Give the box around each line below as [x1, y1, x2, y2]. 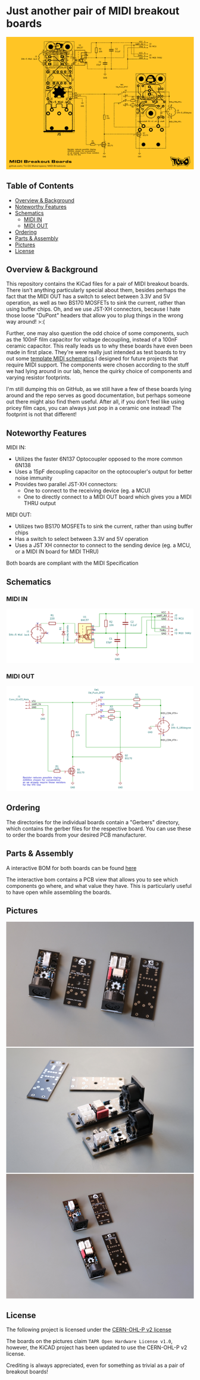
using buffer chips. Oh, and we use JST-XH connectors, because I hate [6, 305, 181, 313]
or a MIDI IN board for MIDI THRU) [14, 548, 99, 555]
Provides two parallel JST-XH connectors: [14, 481, 118, 488]
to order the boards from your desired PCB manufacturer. [6, 831, 147, 838]
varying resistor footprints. [6, 374, 71, 381]
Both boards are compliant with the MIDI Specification [6, 559, 139, 567]
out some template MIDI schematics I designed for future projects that [6, 355, 179, 362]
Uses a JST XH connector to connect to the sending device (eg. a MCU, [14, 542, 192, 549]
